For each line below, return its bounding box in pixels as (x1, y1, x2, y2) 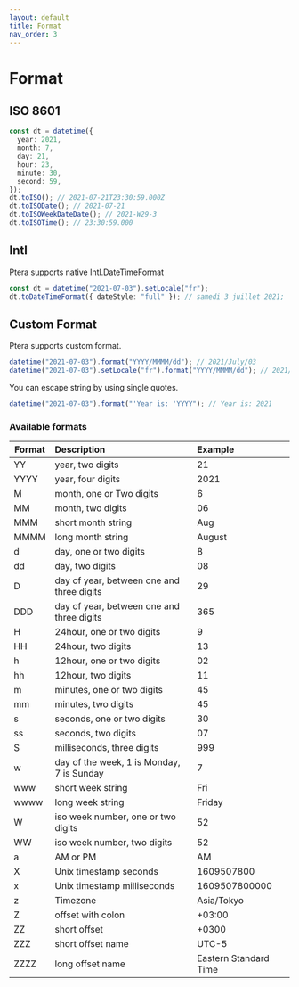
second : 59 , (17, 177, 62, 185)
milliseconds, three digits (54, 742, 159, 754)
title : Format (9, 21, 62, 30)
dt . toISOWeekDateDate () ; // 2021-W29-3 (9, 210, 158, 219)
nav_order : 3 (9, 29, 58, 38)
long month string (54, 531, 129, 544)
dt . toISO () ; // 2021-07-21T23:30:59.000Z (9, 193, 166, 202)
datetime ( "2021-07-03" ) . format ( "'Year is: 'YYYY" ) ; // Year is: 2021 (9, 399, 273, 408)
